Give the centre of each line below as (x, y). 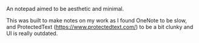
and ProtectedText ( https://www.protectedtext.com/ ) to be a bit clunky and (100, 27)
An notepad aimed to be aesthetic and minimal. (65, 9)
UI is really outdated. (32, 33)
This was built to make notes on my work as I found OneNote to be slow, (96, 20)
